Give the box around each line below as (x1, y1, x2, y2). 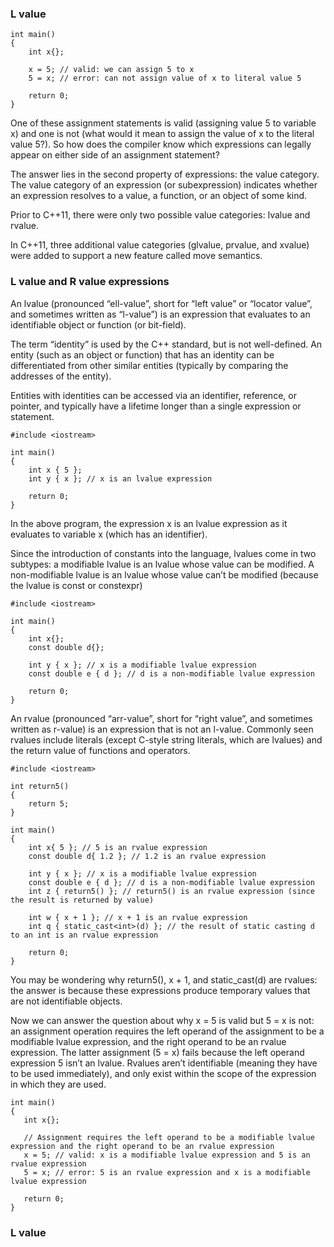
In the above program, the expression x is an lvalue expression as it (10, 517, 288, 529)
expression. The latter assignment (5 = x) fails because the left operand (10, 1046, 305, 1058)
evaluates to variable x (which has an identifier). (10, 528, 208, 540)
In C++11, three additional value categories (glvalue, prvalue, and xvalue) (10, 239, 310, 251)
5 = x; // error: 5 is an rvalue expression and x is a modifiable (23, 1167, 311, 1177)
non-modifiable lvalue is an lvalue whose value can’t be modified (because (10, 568, 319, 581)
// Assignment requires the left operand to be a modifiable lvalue (23, 1132, 315, 1142)
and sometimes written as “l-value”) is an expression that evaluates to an (10, 308, 311, 320)
